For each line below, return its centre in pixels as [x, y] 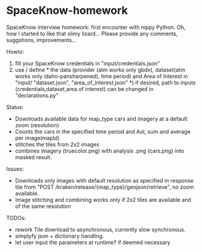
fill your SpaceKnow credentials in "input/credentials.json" [87, 63]
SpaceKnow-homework [67, 11]
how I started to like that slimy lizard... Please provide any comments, [92, 33]
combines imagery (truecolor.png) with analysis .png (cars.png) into [99, 151]
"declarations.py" [36, 95]
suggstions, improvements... [41, 40]
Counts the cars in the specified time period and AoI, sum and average [103, 131]
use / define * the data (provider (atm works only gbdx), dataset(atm [100, 69]
